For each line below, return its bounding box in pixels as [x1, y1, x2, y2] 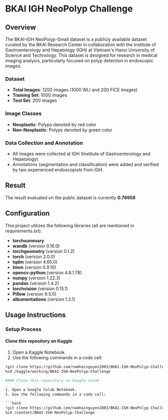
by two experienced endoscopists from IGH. [12, 167, 104, 173]
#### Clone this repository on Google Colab [5, 378, 99, 383]
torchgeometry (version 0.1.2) [12, 248, 75, 254]
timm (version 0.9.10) [12, 264, 56, 270]
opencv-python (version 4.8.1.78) [12, 269, 82, 275]
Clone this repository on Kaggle [5, 338, 72, 344]
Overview [5, 23, 36, 32]
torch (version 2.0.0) [12, 253, 55, 259]
